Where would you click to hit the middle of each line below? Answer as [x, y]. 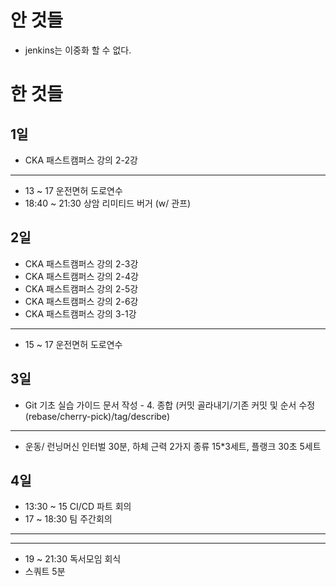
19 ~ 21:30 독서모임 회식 [73, 559]
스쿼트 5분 [45, 572]
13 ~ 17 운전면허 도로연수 [73, 190]
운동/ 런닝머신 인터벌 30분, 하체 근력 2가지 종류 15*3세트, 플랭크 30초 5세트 [173, 446]
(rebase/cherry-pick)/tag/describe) [97, 416]
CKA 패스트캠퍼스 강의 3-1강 [80, 313]
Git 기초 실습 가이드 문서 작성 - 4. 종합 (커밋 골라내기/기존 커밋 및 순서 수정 [170, 405]
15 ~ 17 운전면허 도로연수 [73, 344]
